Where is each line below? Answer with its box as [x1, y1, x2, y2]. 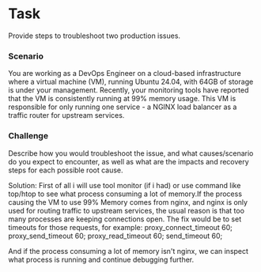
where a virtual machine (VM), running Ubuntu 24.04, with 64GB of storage [8, 77, 254, 87]
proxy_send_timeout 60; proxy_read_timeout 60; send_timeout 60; [8, 231, 223, 240]
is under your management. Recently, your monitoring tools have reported [8, 85, 249, 95]
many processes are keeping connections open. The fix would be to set [8, 214, 242, 224]
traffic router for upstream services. [8, 111, 125, 120]
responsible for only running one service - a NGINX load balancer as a [8, 102, 237, 111]
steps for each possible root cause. [8, 165, 124, 175]
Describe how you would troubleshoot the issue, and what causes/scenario [8, 148, 254, 158]
